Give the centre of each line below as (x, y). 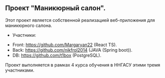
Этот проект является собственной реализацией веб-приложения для (80, 20)
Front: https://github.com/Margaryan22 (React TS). (65, 45)
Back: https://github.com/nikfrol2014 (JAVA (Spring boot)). (72, 50)
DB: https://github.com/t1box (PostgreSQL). (57, 55)
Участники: (24, 35)
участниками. (20, 70)
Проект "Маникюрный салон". (55, 8)
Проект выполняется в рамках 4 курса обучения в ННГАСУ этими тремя (83, 65)
